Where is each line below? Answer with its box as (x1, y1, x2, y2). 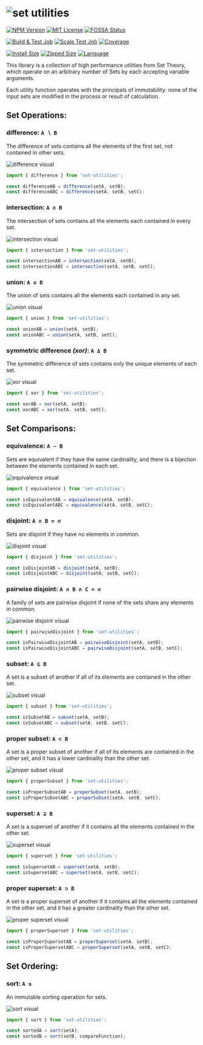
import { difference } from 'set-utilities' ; (6, 172, 123, 179)
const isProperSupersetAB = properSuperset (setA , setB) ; (6, 939, 153, 945)
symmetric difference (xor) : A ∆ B (6, 346, 107, 355)
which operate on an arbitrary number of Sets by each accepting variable (6, 67, 190, 75)
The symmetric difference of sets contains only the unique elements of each (6, 360, 197, 368)
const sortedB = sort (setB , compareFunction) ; (6, 1033, 126, 1040)
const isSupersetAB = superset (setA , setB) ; (6, 864, 121, 870)
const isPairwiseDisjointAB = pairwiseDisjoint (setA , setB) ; (6, 640, 164, 646)
